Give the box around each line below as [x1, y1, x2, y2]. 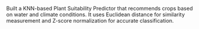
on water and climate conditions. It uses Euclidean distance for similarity [6, 11, 185, 18]
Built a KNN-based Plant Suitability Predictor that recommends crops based [6, 5, 193, 12]
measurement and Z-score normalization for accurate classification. [6, 17, 174, 24]
